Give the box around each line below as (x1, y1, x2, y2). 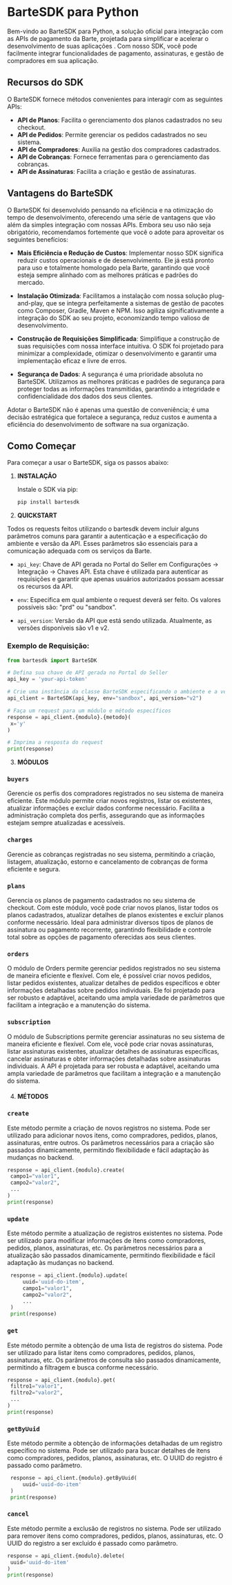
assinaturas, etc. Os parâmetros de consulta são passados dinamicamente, (7, 1356, 221, 1364)
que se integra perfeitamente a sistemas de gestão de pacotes (46, 299, 224, 307)
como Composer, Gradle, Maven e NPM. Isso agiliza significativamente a (17, 306, 224, 315)
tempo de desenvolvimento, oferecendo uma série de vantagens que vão (7, 213, 216, 222)
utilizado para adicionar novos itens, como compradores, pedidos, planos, (7, 1131, 218, 1140)
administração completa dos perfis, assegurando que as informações (7, 811, 205, 820)
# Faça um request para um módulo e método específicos (7, 707, 171, 714)
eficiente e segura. (7, 865, 61, 873)
